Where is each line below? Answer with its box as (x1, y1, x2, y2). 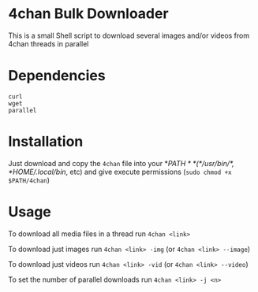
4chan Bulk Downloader (8, 5, 169, 23)
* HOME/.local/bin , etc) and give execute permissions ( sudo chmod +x (8, 167, 232, 176)
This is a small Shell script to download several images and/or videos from (8, 31, 250, 40)
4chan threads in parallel (8, 39, 89, 48)
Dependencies (8, 67, 106, 85)
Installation (8, 133, 84, 150)
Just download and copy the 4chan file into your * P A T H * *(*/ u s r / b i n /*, (8, 158, 234, 168)
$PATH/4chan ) (8, 175, 50, 185)
